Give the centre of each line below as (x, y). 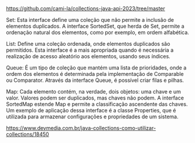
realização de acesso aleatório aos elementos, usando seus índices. (88, 56)
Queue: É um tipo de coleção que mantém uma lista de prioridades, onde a (96, 68)
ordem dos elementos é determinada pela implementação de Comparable (95, 74)
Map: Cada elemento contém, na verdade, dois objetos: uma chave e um (94, 92)
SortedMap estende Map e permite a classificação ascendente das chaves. (97, 104)
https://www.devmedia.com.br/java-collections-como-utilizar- (81, 128)
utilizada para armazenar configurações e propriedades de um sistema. (92, 117)
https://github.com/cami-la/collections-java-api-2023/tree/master (86, 9)
